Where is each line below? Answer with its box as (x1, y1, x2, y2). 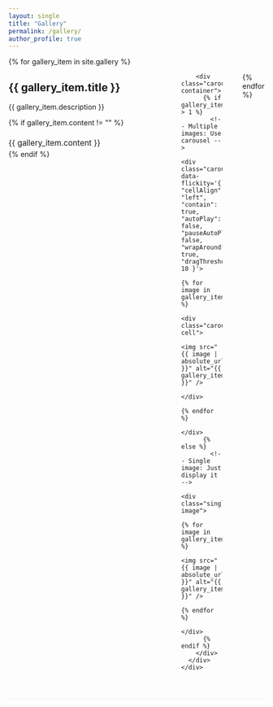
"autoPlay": (181, 215, 222, 224)
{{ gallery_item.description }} (8, 103, 105, 112)
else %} (181, 443, 207, 452)
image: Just (181, 465, 222, 473)
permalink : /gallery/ (8, 27, 82, 35)
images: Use (181, 129, 222, 138)
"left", (181, 194, 207, 202)
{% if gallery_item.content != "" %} (8, 118, 124, 128)
